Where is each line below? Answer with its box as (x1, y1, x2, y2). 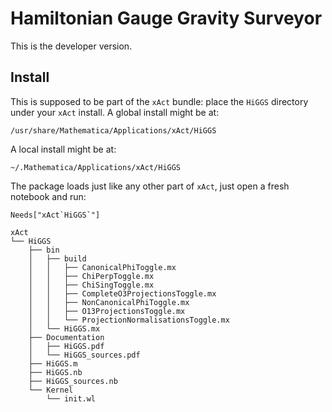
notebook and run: (10, 190, 87, 202)
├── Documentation (28, 332, 105, 342)
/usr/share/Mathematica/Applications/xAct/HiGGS (10, 125, 217, 136)
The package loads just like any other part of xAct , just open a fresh (10, 180, 290, 192)
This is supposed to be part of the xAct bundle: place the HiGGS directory (10, 95, 309, 107)
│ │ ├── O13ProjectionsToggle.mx (28, 306, 186, 316)
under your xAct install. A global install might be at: (10, 106, 220, 118)
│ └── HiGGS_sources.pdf (28, 350, 141, 360)
